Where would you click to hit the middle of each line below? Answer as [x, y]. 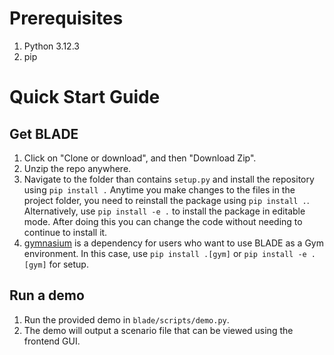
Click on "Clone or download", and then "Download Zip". [140, 158]
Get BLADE [44, 133]
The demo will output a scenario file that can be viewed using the [158, 330]
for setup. [68, 264]
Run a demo [47, 295]
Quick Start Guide [85, 97]
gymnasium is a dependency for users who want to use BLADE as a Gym [173, 243]
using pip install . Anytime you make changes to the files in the [159, 189]
